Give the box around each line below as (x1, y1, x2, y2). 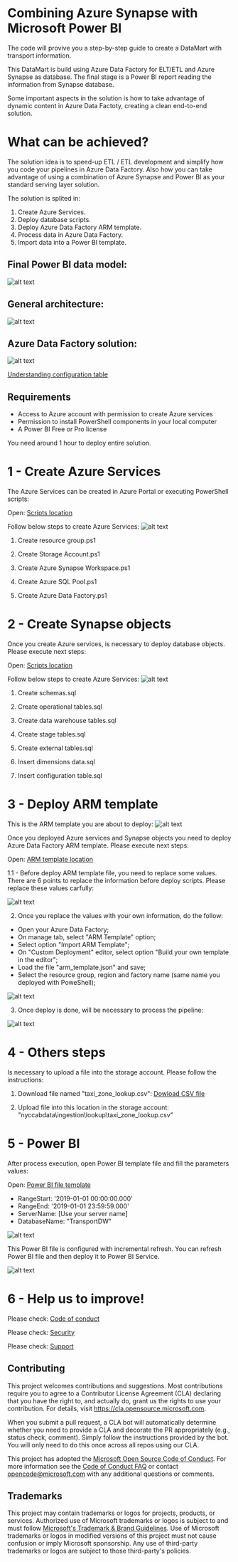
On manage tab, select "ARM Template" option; (17, 932, 156, 941)
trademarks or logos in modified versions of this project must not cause (7, 1531, 217, 1540)
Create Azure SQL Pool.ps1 (17, 578, 97, 586)
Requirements (7, 391, 71, 403)
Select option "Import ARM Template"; (17, 940, 130, 949)
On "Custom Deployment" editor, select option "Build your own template (17, 948, 229, 956)
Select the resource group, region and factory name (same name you (17, 970, 220, 979)
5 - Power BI (7, 1136, 80, 1152)
